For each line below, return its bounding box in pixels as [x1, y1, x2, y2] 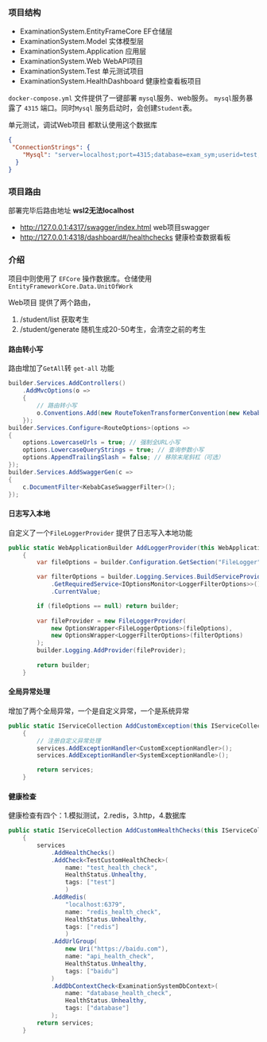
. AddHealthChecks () [50, 849, 115, 857]
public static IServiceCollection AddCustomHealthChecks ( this [8, 826, 219, 835]
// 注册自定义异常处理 [37, 736, 101, 745]
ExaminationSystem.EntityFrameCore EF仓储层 [19, 26, 173, 37]
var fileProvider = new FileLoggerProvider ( [37, 617, 187, 625]
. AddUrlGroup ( [50, 938, 98, 946]
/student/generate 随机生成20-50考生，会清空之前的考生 [19, 325, 207, 334]
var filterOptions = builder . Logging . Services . [37, 573, 197, 581]
